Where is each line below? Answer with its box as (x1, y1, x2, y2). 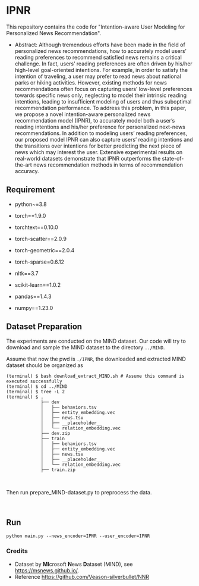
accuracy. (14, 167, 40, 174)
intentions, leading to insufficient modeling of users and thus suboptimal (14, 98, 192, 105)
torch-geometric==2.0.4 (14, 246, 75, 253)
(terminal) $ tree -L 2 (6, 388, 65, 394)
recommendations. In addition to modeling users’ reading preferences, (14, 129, 188, 137)
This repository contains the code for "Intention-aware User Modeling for (6, 23, 185, 30)
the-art (14, 161, 33, 168)
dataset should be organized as (6, 361, 83, 369)
